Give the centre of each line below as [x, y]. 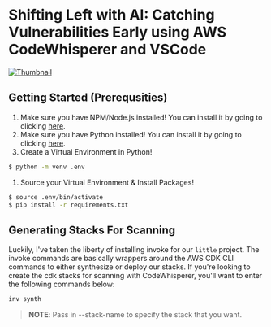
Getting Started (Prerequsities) [88, 98]
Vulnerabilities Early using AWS [118, 32]
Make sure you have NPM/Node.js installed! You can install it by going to [141, 117]
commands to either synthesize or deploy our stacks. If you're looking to [129, 267]
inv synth [25, 299]
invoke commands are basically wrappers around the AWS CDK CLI [121, 259]
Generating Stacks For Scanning [92, 230]
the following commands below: [62, 284]
